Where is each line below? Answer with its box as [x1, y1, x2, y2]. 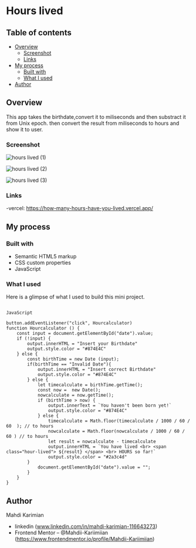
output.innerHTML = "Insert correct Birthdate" [37, 367, 157, 373]
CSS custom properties [14, 259, 72, 266]
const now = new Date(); [37, 387, 101, 393]
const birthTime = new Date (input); [27, 356, 119, 363]
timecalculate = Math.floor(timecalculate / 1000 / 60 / [48, 418, 191, 424]
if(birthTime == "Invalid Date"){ [27, 361, 111, 367]
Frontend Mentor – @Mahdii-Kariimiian [14, 529, 109, 536]
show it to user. [6, 125, 43, 133]
